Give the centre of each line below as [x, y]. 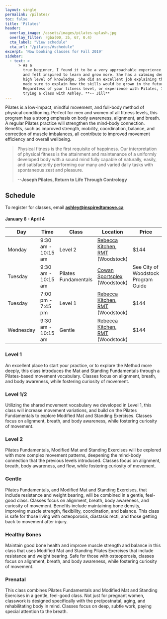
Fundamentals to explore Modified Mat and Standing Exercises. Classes [79, 415]
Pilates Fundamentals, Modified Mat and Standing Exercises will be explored [83, 450]
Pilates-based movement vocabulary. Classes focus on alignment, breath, [81, 376]
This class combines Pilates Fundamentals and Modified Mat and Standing [81, 590]
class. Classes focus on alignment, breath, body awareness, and [83, 500]
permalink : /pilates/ [28, 14]
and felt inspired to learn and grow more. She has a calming [89, 75]
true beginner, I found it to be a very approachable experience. [93, 70]
